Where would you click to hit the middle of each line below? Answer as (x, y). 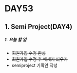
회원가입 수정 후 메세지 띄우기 (39, 59)
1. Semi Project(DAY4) (38, 27)
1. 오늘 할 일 (16, 40)
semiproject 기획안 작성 (35, 65)
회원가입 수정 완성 (29, 53)
